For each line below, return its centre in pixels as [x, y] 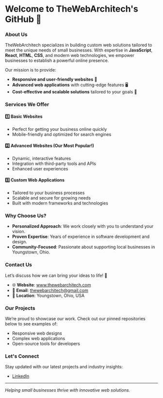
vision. [19, 232]
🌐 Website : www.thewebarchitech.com [51, 285]
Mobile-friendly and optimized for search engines [62, 134]
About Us [16, 35]
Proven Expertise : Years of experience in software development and [81, 236]
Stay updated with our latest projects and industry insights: [64, 367]
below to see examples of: [31, 324]
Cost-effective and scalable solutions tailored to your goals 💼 [74, 92]
